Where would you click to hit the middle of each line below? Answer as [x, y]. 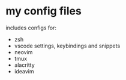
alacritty [25, 65]
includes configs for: [31, 28]
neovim [23, 52]
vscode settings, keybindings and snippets [67, 46]
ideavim [24, 71]
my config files [43, 11]
